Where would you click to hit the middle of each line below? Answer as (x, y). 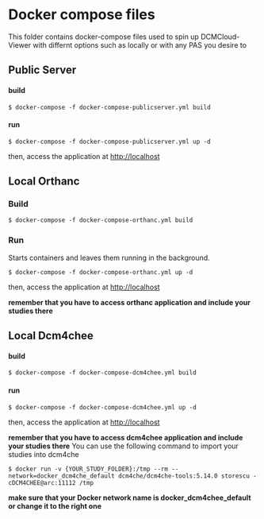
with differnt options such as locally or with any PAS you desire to (140, 45)
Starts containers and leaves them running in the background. (109, 258)
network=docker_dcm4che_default (61, 476)
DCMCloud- (220, 37)
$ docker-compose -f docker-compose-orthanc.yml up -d (101, 272)
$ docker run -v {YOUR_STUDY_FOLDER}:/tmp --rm (88, 469)
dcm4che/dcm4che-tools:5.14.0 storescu (184, 476)
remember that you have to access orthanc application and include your (130, 302)
